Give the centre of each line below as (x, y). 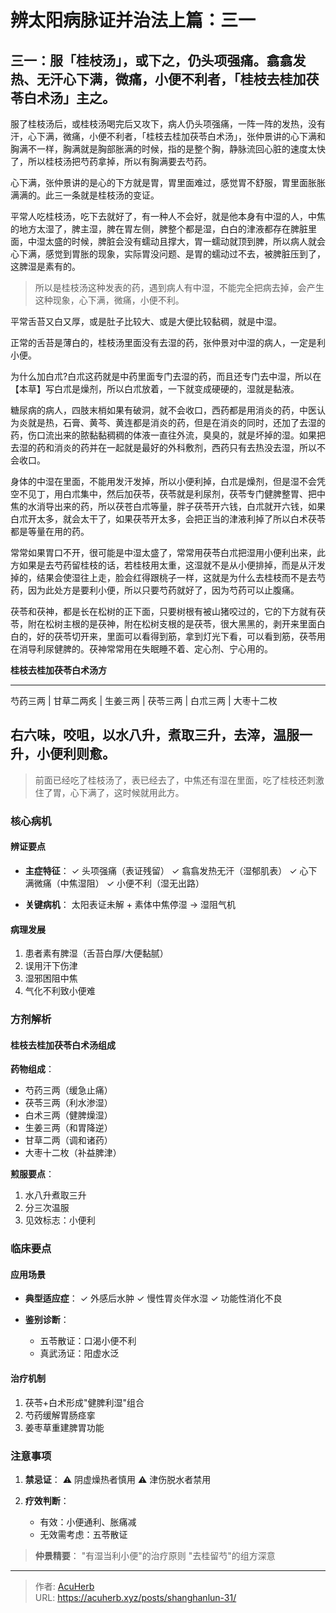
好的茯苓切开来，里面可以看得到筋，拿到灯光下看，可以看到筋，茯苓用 (181, 636)
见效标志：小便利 (60, 1220)
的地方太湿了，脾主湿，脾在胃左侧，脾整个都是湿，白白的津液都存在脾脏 (159, 229)
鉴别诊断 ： (47, 1320)
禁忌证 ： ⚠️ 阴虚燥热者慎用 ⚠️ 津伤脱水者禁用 (118, 1479)
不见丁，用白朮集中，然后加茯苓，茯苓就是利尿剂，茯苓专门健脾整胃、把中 (172, 494)
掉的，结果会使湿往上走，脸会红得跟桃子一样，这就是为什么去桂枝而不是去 (163, 577)
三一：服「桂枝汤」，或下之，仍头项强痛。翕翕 (151, 60)
